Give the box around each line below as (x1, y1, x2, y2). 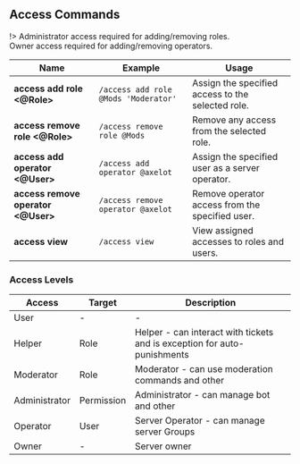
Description (185, 297, 237, 309)
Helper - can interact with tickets (134, 326, 274, 339)
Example (121, 62, 161, 74)
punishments (134, 349, 189, 361)
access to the (191, 88, 249, 100)
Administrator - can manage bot (134, 389, 271, 401)
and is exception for (134, 337, 219, 350)
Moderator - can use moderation (134, 363, 274, 375)
